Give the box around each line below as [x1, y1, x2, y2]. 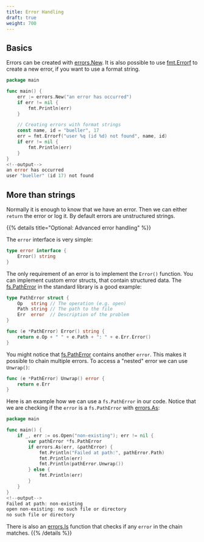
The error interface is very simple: [6, 236, 93, 243]
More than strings [6, 189, 76, 200]
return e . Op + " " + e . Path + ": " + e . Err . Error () [17, 334, 151, 340]
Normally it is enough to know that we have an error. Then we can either [6, 206, 188, 213]
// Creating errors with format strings [17, 122, 121, 128]
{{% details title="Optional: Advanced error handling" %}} [6, 224, 151, 231]
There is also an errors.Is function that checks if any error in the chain [6, 523, 183, 530]
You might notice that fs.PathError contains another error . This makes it [6, 351, 187, 358]
